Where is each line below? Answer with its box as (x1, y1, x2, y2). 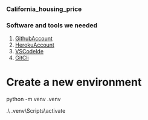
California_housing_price (6, 5, 82, 13)
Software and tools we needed (6, 21, 98, 29)
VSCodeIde (14, 48, 44, 55)
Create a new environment (6, 75, 142, 89)
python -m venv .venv (6, 96, 61, 103)
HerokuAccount (14, 41, 54, 48)
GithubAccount (14, 35, 53, 42)
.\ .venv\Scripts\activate (6, 107, 66, 115)
